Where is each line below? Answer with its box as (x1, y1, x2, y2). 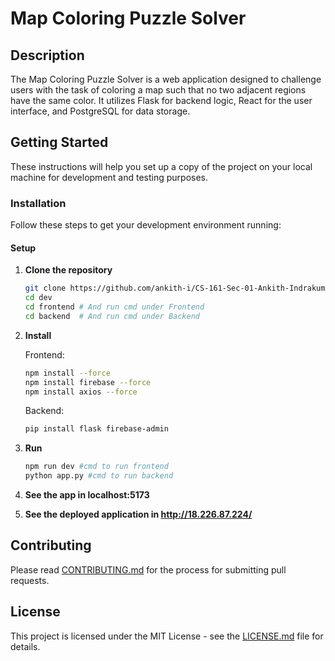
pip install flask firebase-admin (24, 424, 169, 434)
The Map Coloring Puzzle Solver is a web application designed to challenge (10, 73, 322, 85)
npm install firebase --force (24, 377, 152, 387)
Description (10, 47, 85, 64)
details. (10, 640, 41, 652)
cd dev (24, 293, 53, 303)
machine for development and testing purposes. (10, 171, 209, 183)
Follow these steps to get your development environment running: (10, 219, 282, 231)
